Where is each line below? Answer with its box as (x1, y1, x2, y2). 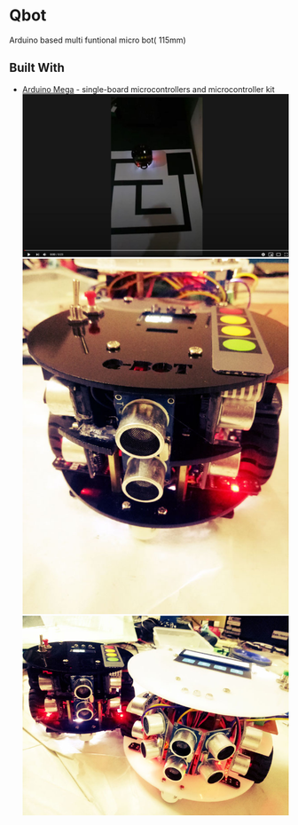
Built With (9, 60, 65, 75)
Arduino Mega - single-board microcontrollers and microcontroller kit (21, 83, 275, 94)
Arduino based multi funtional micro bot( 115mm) (9, 35, 186, 45)
